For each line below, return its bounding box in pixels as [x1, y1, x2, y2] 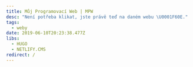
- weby [11, 24, 28, 31]
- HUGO [11, 41, 28, 47]
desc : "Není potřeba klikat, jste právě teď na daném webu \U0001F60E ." [6, 14, 188, 20]
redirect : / [6, 52, 35, 58]
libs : [6, 36, 19, 41]
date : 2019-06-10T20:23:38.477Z [6, 30, 85, 36]
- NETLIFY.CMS [11, 47, 46, 52]
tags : [6, 19, 19, 25]
